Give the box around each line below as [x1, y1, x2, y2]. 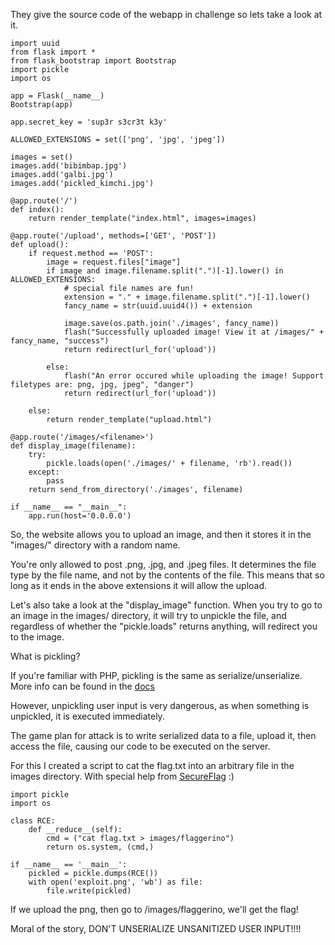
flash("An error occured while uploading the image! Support [63, 371, 325, 381]
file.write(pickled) [46, 886, 132, 896]
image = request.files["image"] [46, 257, 182, 267]
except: [28, 467, 60, 477]
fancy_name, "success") [10, 336, 110, 346]
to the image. [10, 631, 65, 643]
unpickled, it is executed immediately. [10, 710, 165, 722]
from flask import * [10, 47, 97, 57]
